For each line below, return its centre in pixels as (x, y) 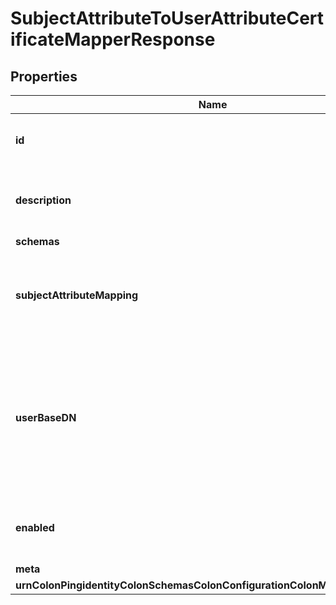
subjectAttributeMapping (77, 295)
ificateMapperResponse (113, 39)
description (43, 200)
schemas (37, 241)
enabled (35, 527)
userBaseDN (46, 417)
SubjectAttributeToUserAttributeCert (167, 18)
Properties (44, 76)
